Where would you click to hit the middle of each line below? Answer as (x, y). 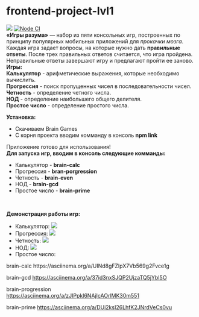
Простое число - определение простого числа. (68, 105)
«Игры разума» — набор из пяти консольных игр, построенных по (93, 35)
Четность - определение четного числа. (59, 92)
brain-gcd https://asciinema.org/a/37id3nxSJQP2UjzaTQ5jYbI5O (87, 277)
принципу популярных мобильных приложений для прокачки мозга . (95, 41)
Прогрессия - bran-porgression (56, 171)
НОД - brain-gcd (37, 184)
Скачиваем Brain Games (46, 128)
